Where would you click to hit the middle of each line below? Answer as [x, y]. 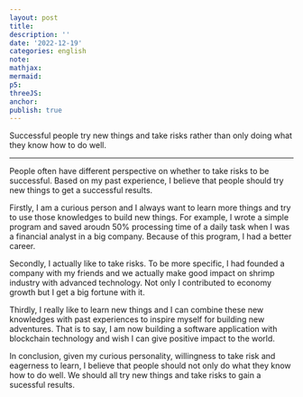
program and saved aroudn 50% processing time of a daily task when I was [150, 227]
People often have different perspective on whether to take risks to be [139, 171]
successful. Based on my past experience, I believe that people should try [147, 180]
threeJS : [26, 93]
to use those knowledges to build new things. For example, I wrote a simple [149, 217]
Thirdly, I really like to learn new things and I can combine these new [137, 310]
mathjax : [26, 69]
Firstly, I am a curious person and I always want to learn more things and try [150, 208]
